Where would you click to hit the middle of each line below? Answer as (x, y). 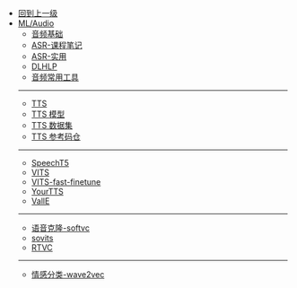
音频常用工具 (55, 77)
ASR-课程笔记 (57, 45)
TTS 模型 (48, 114)
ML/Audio (36, 23)
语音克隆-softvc (60, 228)
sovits (42, 238)
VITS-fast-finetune (66, 182)
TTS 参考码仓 (56, 136)
